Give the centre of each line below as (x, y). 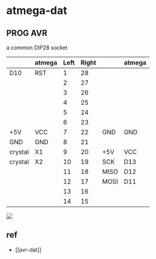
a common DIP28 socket (37, 47)
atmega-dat (37, 11)
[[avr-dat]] (28, 249)
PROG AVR (27, 33)
